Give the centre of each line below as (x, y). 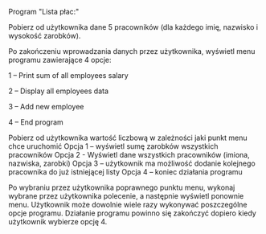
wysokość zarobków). (45, 36)
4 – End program (36, 122)
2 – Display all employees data (59, 91)
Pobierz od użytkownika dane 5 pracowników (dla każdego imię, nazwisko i (133, 27)
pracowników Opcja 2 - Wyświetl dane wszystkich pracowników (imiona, (129, 155)
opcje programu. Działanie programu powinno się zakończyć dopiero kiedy (133, 213)
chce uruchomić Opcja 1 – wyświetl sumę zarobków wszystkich (113, 146)
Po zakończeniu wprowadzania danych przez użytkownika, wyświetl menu (132, 51)
